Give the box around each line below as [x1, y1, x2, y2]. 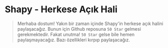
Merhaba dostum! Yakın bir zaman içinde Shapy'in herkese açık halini [17, 20, 164, 27]
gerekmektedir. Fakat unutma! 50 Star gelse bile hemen [17, 31, 135, 37]
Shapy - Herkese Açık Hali [5, 4, 118, 15]
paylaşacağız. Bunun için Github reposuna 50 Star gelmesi [17, 26, 141, 32]
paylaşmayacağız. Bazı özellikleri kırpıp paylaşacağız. [17, 37, 130, 43]
